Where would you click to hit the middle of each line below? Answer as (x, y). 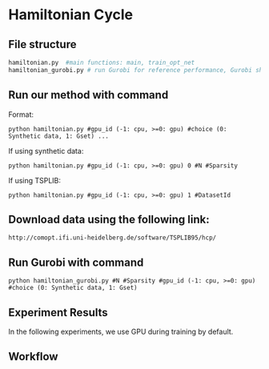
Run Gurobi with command (76, 262)
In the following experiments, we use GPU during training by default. (121, 331)
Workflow (33, 357)
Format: (21, 114)
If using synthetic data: (46, 150)
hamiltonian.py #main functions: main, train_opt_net (102, 62)
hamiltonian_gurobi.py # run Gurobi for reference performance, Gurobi (130, 70)
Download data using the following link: (109, 219)
